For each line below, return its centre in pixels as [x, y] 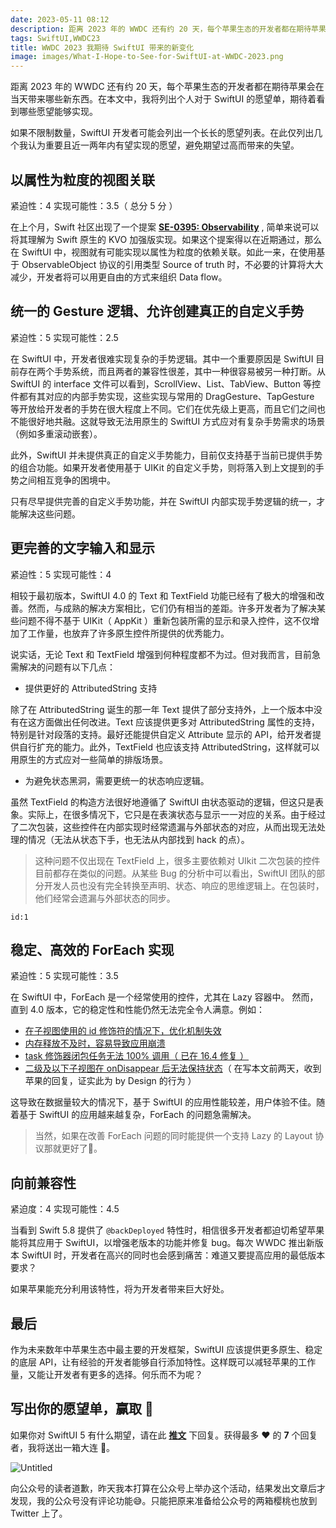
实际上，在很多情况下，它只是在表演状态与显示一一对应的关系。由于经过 [176, 814]
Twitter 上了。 [39, 1513]
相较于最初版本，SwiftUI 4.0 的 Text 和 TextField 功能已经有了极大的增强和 [163, 595]
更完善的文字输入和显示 [82, 548]
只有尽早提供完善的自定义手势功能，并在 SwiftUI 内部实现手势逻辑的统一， [163, 501]
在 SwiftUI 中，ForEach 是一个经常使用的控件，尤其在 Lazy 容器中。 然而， [164, 997]
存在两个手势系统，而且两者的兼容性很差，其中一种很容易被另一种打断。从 [172, 371]
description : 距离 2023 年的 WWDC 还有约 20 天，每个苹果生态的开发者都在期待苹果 [168, 29]
